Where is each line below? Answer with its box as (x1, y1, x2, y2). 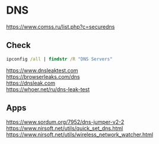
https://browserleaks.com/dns (6, 73, 80, 80)
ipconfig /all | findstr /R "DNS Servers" (6, 56, 113, 62)
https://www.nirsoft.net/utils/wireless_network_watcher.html (6, 131, 153, 138)
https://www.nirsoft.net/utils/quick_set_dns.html (6, 125, 123, 132)
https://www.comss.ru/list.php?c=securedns (6, 23, 115, 30)
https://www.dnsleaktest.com (6, 66, 78, 74)
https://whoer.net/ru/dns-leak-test (6, 85, 90, 92)
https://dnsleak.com (6, 79, 55, 87)
